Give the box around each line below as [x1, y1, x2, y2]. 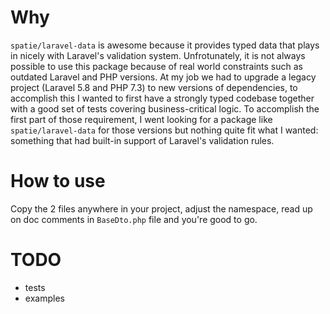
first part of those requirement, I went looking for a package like [10, 113, 273, 125]
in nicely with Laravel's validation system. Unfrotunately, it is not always [10, 49, 306, 61]
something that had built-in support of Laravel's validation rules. [10, 134, 275, 146]
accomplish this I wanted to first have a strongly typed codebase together [10, 92, 315, 104]
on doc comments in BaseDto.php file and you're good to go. [10, 213, 258, 225]
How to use [10, 170, 106, 193]
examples [24, 292, 65, 304]
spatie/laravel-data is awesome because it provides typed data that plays [10, 39, 320, 51]
